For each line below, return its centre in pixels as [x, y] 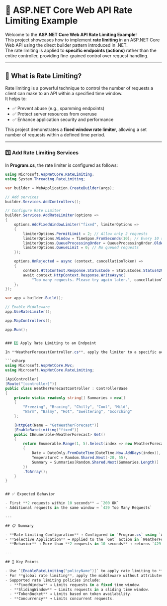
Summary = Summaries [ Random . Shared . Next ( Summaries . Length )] [95, 462]
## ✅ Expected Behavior [30, 494]
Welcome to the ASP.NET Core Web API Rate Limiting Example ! [71, 34]
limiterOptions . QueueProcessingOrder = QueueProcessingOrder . [89, 243]
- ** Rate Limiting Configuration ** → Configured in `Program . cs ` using [81, 535]
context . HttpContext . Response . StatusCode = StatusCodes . [83, 270]
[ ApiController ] [22, 379]
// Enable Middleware [28, 307]
